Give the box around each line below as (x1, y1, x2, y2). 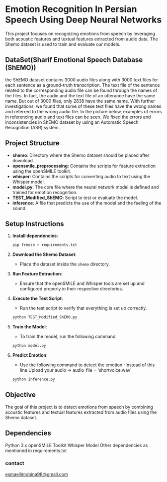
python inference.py (12, 377, 55, 382)
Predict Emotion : (12, 352, 48, 358)
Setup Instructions (5, 220, 64, 228)
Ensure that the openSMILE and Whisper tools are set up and (19, 280, 145, 286)
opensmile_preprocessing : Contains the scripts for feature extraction (12, 163, 156, 169)
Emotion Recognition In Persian (5, 3, 137, 15)
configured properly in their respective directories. (19, 286, 123, 292)
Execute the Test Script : (12, 295, 63, 301)
